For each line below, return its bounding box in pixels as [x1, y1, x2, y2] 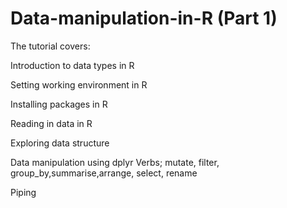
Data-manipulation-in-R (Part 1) [10, 7, 278, 30]
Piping [10, 186, 37, 198]
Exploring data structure [10, 137, 110, 149]
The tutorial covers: [10, 40, 91, 52]
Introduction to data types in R [10, 59, 135, 71]
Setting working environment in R [10, 78, 148, 91]
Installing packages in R [10, 98, 108, 110]
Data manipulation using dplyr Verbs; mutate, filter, [10, 156, 220, 168]
